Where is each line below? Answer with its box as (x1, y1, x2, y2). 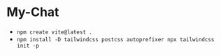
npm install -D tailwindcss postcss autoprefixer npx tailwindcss (16, 36, 215, 43)
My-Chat (6, 4, 59, 20)
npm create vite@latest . (16, 29, 92, 36)
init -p (16, 42, 39, 49)
